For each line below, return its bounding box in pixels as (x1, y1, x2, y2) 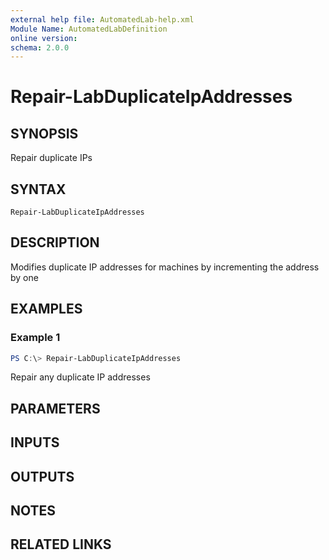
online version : (10, 33, 78, 43)
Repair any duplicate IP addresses (10, 371, 151, 383)
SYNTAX (10, 181, 67, 198)
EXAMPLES (10, 301, 83, 318)
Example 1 (10, 331, 61, 345)
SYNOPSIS (10, 125, 79, 142)
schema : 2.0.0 (10, 42, 70, 53)
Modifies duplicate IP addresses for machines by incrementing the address (10, 261, 320, 273)
